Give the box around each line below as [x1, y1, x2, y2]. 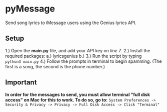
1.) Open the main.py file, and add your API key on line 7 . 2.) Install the [5, 47, 150, 53]
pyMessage [5, 3, 55, 15]
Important [5, 78, 37, 87]
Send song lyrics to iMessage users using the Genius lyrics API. [5, 20, 136, 26]
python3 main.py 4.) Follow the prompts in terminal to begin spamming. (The [5, 58, 162, 64]
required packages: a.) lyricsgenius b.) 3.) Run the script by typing [5, 53, 142, 59]
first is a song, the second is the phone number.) [5, 63, 105, 69]
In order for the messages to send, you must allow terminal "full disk [5, 91, 150, 97]
